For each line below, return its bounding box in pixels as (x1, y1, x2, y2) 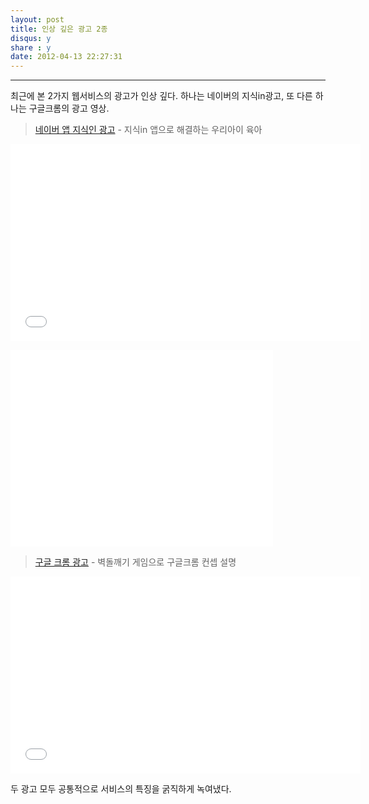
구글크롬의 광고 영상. (28, 102, 110, 115)
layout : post (10, 14, 65, 25)
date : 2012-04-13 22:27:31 (10, 52, 123, 62)
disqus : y (10, 33, 52, 43)
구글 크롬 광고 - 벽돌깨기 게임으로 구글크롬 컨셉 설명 (34, 556, 237, 568)
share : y (10, 42, 52, 53)
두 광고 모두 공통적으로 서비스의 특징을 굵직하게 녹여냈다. (10, 783, 232, 795)
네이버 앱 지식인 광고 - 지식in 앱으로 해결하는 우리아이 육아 (34, 124, 263, 136)
